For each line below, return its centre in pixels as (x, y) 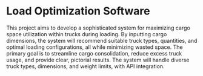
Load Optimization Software (78, 11)
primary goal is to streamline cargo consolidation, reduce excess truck (94, 53)
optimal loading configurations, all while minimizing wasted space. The (95, 47)
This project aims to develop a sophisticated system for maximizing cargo (98, 28)
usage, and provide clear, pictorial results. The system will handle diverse (98, 60)
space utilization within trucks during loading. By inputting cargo (87, 34)
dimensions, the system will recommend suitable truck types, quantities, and (102, 40)
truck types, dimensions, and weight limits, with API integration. (85, 66)
